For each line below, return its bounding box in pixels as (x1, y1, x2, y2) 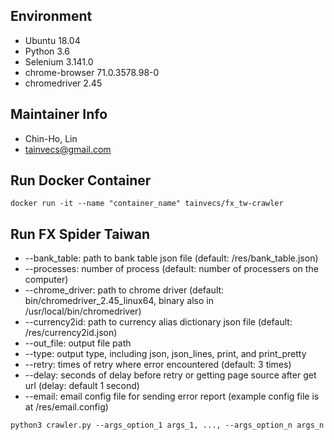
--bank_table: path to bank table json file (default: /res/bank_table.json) (24, 252, 319, 264)
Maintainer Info (10, 106, 108, 123)
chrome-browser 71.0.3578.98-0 (24, 66, 160, 78)
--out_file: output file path (24, 337, 132, 349)
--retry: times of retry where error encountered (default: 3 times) (24, 359, 292, 371)
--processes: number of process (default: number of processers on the (24, 263, 319, 275)
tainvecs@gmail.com (24, 143, 112, 155)
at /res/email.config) (24, 401, 109, 413)
